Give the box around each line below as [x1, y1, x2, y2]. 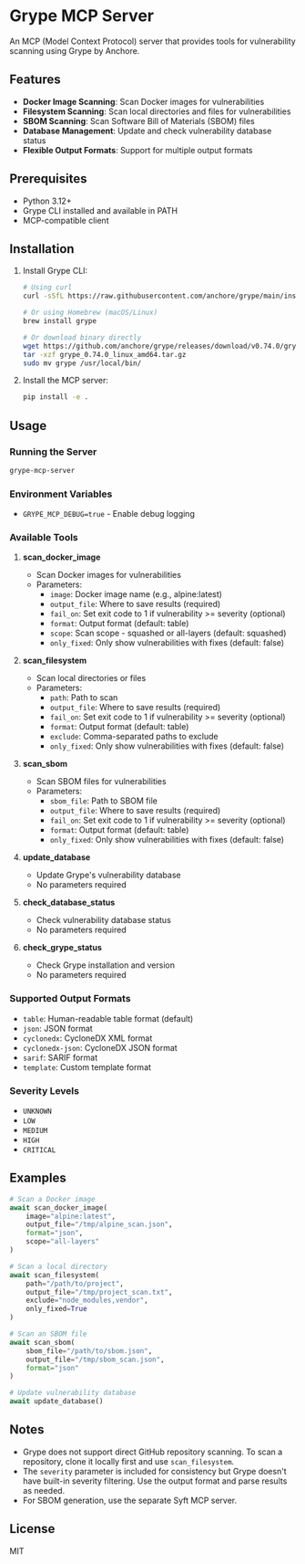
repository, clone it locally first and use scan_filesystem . [22, 1455, 235, 1466]
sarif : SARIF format [22, 1052, 98, 1063]
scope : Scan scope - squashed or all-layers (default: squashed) [49, 627, 287, 639]
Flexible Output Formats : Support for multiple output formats [22, 144, 253, 155]
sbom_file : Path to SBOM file [49, 795, 158, 806]
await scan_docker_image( [9, 1202, 107, 1212]
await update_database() [9, 1397, 104, 1406]
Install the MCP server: [22, 375, 109, 386]
